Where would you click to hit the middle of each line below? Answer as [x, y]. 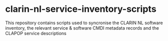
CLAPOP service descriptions [36, 33]
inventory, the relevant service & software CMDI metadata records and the [82, 28]
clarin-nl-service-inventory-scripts [81, 9]
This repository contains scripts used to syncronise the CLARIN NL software [84, 23]
